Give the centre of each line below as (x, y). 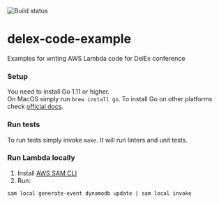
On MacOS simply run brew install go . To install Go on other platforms (110, 99)
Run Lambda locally (41, 158)
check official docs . (36, 107)
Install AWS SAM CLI (47, 173)
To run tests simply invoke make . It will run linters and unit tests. (98, 140)
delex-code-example (69, 39)
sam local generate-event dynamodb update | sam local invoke (99, 193)
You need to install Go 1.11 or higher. (59, 92)
